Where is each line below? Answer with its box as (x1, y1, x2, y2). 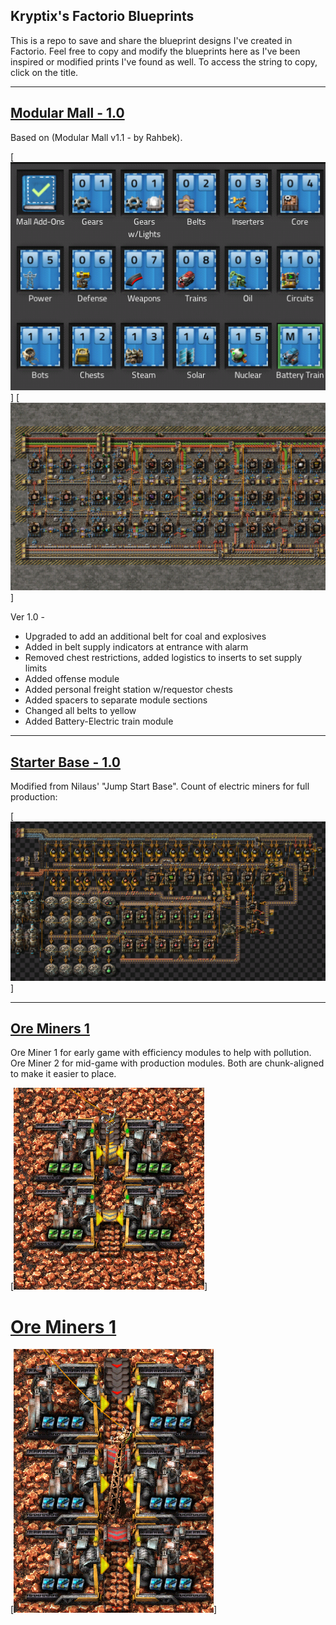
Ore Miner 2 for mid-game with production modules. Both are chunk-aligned (10, 1057, 325, 1069)
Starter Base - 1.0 (10, 754, 121, 771)
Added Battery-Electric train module (24, 715, 174, 728)
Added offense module (24, 673, 120, 685)
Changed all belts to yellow (24, 705, 137, 717)
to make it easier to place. (10, 1068, 117, 1080)
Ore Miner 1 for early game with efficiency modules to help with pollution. (10, 1047, 312, 1059)
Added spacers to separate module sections (24, 694, 208, 706)
